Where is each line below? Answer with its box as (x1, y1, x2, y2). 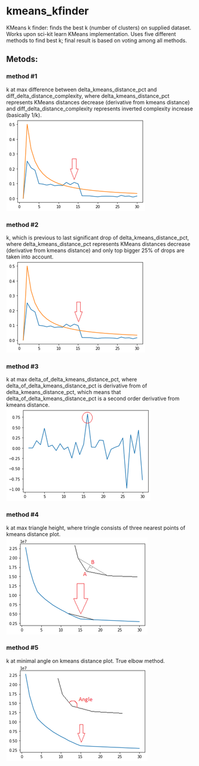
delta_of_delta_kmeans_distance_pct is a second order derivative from (6, 395, 180, 402)
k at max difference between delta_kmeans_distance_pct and (6, 86, 157, 93)
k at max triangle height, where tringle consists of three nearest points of (6, 524, 186, 531)
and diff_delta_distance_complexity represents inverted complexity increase (6, 105, 193, 112)
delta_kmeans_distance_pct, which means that (6, 389, 121, 396)
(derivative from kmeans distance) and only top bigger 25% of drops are (6, 247, 185, 254)
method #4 (6, 510, 39, 519)
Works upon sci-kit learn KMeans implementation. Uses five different (6, 30, 176, 37)
